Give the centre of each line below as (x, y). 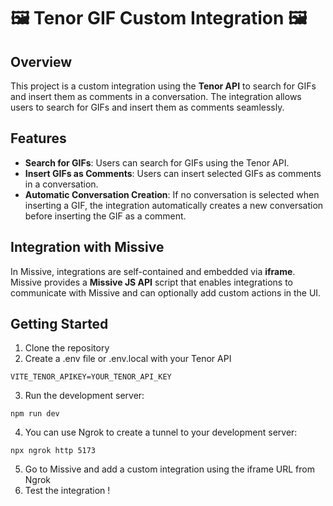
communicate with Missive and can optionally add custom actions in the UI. (166, 292)
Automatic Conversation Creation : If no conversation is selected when (172, 194)
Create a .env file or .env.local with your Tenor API (128, 359)
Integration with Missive (87, 247)
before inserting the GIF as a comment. (105, 216)
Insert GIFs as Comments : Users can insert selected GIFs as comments (173, 173)
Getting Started (59, 324)
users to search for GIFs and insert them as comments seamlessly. (147, 107)
